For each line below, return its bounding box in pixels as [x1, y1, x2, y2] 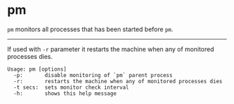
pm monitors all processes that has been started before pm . [7, 25, 173, 33]
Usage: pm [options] [7, 65, 68, 73]
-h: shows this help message [13, 89, 117, 97]
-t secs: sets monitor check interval [13, 84, 130, 91]
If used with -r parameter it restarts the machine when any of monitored [7, 44, 214, 53]
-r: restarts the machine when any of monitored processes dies [13, 78, 223, 85]
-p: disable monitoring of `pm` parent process [13, 71, 173, 78]
